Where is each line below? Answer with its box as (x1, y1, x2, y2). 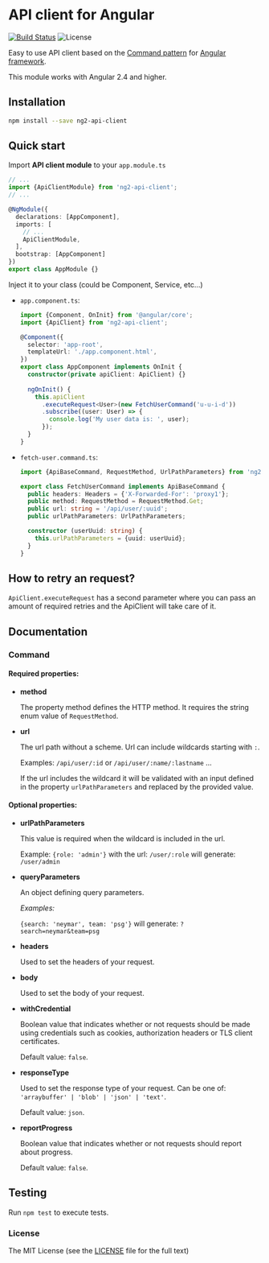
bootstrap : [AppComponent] (15, 250, 106, 258)
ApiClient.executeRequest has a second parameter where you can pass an (8, 593, 256, 603)
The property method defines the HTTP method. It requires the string (19, 702, 249, 712)
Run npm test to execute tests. (8, 1207, 109, 1217)
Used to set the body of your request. (19, 989, 145, 998)
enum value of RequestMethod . (19, 711, 119, 720)
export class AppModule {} (8, 266, 99, 274)
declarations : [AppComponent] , (15, 213, 120, 221)
